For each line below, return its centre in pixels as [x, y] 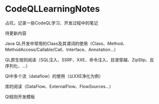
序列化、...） [18, 66]
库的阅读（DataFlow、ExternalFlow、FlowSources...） [59, 86]
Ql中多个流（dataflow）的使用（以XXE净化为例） [54, 76]
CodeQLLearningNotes [53, 9]
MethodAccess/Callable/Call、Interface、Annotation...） [62, 49]
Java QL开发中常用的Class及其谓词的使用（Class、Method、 [66, 43]
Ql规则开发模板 [20, 97]
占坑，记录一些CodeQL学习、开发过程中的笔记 [52, 23]
